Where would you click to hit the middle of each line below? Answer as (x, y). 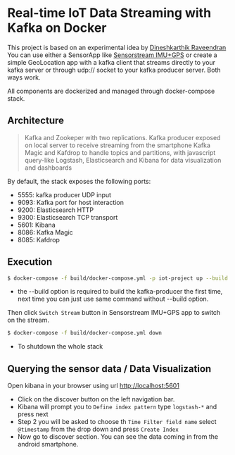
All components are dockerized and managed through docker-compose (111, 91)
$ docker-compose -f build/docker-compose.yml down (84, 333)
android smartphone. (48, 444)
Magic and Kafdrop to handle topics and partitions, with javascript (120, 152)
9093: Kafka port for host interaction (71, 202)
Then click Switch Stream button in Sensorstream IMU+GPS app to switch (114, 313)
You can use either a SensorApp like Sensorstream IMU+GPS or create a (112, 55)
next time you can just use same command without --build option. (113, 299)
